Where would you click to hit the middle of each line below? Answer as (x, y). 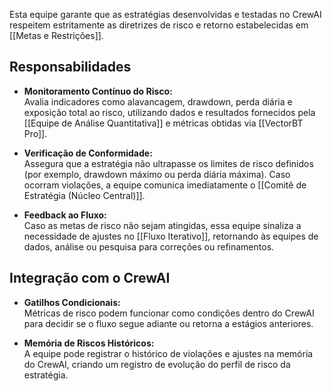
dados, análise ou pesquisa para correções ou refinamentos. (149, 246)
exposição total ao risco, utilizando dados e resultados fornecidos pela (169, 112)
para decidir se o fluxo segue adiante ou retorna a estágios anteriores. (168, 323)
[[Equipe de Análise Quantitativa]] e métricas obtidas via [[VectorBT (163, 123)
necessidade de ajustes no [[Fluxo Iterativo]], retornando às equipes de (171, 236)
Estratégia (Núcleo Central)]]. (84, 195)
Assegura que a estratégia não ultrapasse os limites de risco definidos (168, 163)
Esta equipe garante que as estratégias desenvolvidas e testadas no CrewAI (165, 14)
